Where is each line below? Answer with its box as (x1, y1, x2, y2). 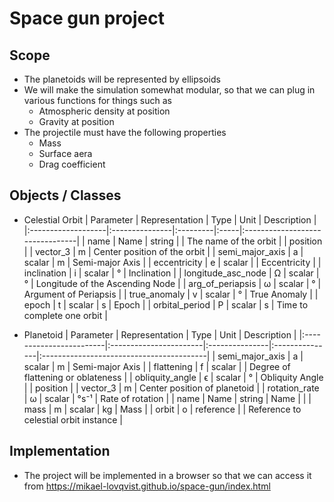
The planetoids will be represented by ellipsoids (23, 73, 221, 85)
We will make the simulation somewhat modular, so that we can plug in (23, 84, 316, 96)
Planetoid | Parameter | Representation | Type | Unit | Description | (23, 328, 297, 341)
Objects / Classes (9, 187, 122, 204)
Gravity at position (38, 116, 115, 127)
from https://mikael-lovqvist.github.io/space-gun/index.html (23, 480, 271, 492)
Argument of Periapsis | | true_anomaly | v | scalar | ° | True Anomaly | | (23, 288, 319, 300)
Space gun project (9, 7, 166, 30)
